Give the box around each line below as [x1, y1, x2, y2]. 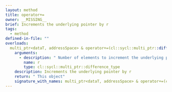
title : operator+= [5, 12, 45, 17]
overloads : [5, 41, 29, 46]
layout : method [5, 7, 38, 13]
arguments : [14, 50, 38, 55]
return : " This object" [14, 74, 66, 79]
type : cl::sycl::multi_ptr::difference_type [24, 64, 120, 70]
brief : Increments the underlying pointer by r [5, 21, 109, 27]
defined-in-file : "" [5, 36, 50, 41]
